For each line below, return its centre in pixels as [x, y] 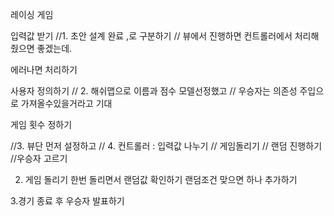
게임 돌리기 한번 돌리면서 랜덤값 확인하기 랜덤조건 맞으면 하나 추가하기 [161, 179]
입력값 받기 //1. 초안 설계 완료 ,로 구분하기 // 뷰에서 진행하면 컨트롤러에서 [151, 36]
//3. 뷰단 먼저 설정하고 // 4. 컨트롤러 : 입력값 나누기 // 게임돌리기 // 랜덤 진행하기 [166, 146]
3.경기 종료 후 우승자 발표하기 [67, 201]
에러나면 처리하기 [44, 69]
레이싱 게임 [32, 14]
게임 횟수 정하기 [41, 124]
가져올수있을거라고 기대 [66, 103]
